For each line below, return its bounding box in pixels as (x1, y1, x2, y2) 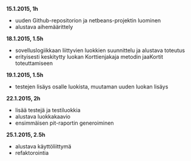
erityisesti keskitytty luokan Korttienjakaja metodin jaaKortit (15, 53, 164, 60)
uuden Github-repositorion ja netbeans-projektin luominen (15, 17, 161, 24)
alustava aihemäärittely (15, 24, 73, 30)
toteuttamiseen (15, 60, 53, 67)
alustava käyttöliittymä (15, 143, 72, 150)
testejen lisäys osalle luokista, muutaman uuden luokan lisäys (15, 83, 169, 90)
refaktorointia (15, 149, 49, 156)
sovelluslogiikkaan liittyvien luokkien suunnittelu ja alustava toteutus (15, 47, 185, 54)
